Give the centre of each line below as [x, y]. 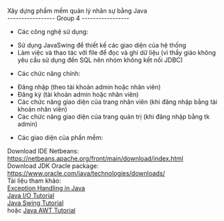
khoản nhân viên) [42, 109]
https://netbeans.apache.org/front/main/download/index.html [95, 158]
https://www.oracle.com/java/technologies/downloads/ [86, 173]
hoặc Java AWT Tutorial [41, 210]
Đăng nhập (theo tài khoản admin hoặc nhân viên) [89, 87]
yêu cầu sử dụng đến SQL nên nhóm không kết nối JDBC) [100, 60]
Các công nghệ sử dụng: [53, 32]
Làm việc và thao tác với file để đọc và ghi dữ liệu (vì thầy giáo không [117, 53]
